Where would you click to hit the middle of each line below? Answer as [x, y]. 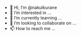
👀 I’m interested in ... [30, 13]
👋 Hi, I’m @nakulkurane [33, 8]
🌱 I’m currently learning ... [36, 18]
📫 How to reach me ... [32, 28]
